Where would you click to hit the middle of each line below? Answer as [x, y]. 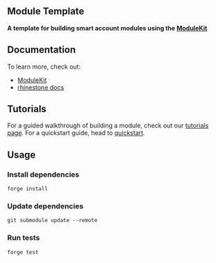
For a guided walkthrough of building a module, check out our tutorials [108, 126]
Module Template [46, 11]
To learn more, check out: [44, 66]
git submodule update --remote [52, 221]
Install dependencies [43, 174]
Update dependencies [45, 206]
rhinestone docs [41, 87]
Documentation [42, 50]
